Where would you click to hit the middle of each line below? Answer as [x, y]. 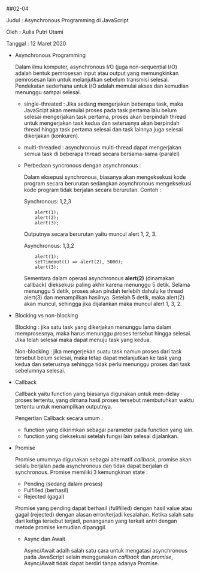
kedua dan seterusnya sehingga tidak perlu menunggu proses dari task [102, 364]
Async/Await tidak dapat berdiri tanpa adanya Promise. [92, 563]
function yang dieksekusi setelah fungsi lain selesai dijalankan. [101, 436]
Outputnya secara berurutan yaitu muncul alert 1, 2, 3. [90, 234]
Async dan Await [45, 539]
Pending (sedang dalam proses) [63, 484]
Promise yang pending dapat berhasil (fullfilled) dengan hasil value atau [103, 508]
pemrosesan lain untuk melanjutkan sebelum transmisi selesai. [92, 79]
